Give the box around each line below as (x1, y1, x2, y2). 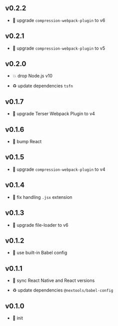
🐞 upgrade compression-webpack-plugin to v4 (12, 166, 105, 172)
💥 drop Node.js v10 (12, 73, 52, 79)
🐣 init (12, 315, 23, 321)
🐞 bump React (12, 139, 42, 145)
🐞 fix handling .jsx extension (12, 194, 72, 200)
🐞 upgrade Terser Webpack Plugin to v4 (12, 111, 95, 117)
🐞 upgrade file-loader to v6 (12, 222, 68, 228)
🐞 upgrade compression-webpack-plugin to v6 (12, 17, 105, 23)
